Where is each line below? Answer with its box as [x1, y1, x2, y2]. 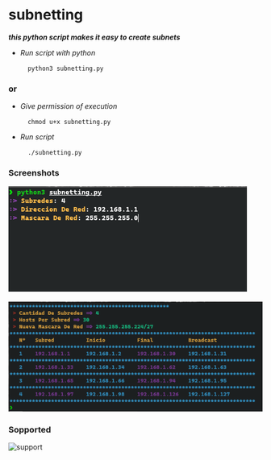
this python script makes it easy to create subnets [8, 32, 181, 42]
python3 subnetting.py [27, 64, 104, 73]
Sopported [8, 424, 52, 435]
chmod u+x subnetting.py [27, 118, 111, 126]
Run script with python [19, 48, 96, 57]
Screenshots [8, 168, 60, 179]
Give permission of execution [19, 102, 118, 111]
